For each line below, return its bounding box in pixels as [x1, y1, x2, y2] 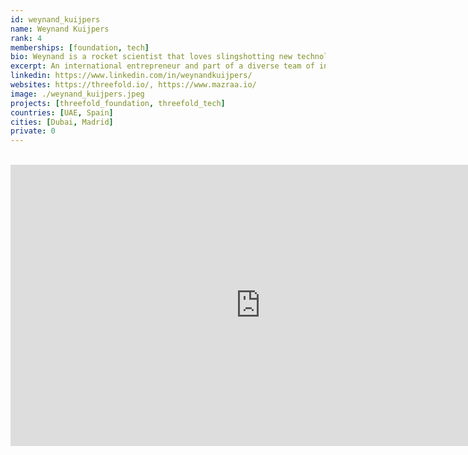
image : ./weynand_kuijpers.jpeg [10, 89, 145, 99]
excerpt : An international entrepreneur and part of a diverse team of [10, 61, 315, 71]
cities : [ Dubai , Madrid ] [10, 117, 114, 127]
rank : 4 [10, 33, 43, 43]
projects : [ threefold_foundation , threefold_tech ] [10, 98, 226, 108]
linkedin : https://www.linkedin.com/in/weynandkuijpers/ [10, 71, 253, 81]
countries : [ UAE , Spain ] [10, 107, 114, 118]
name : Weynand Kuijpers [10, 24, 110, 34]
